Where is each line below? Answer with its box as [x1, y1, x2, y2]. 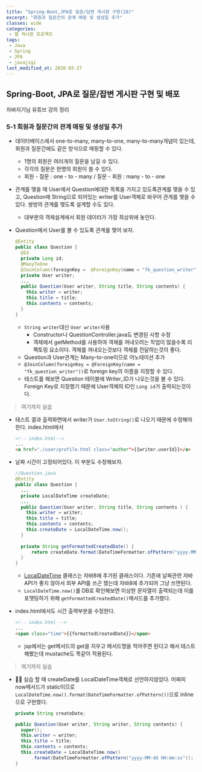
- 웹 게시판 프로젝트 [8, 31, 53, 37]
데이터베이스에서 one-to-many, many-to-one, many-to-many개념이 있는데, [14, 137, 196, 145]
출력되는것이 [161, 382, 191, 390]
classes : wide [6, 20, 42, 26]
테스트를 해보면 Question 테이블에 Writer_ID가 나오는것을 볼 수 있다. [24, 375, 185, 382]
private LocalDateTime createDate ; [21, 493, 110, 499]
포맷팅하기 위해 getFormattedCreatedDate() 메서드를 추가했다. [24, 594, 171, 602]
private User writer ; [21, 272, 75, 278]
